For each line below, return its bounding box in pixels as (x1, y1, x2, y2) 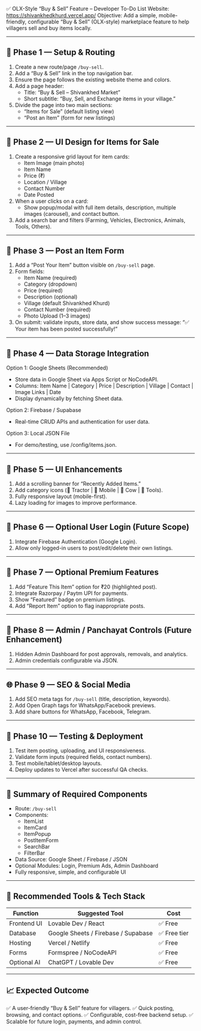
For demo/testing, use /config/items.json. (14, 441, 117, 449)
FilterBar (23, 849, 45, 856)
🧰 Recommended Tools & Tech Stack (6, 891, 145, 902)
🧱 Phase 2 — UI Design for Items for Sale (6, 137, 160, 147)
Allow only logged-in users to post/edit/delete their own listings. (14, 544, 173, 551)
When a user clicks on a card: (14, 197, 89, 205)
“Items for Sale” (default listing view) (23, 108, 115, 115)
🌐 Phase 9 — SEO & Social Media (6, 679, 130, 690)
